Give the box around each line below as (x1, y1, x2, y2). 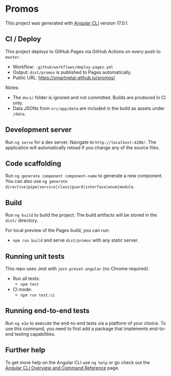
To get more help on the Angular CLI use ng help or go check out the (5, 359, 150, 365)
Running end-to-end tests (5, 307, 90, 315)
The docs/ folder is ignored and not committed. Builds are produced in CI (12, 94, 166, 100)
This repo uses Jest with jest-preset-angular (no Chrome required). (5, 266, 150, 271)
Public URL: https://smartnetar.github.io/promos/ (12, 75, 115, 81)
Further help (5, 346, 46, 355)
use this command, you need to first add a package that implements (5, 325, 149, 332)
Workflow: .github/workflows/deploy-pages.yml (12, 63, 113, 69)
